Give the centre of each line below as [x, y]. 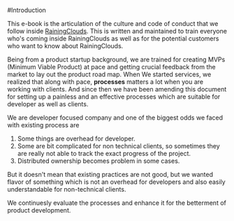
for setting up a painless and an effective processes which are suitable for [114, 97]
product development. [39, 210]
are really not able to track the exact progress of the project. [104, 154]
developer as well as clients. [48, 104]
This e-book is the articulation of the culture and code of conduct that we [113, 23]
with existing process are [43, 125]
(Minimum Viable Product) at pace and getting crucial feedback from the [111, 67]
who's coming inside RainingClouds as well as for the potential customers [113, 38]
